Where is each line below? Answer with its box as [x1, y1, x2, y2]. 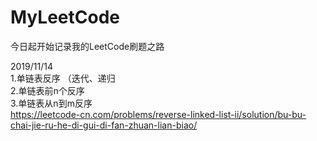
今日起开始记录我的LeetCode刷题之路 [10, 40, 165, 52]
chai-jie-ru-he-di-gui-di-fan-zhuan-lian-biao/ [10, 119, 198, 131]
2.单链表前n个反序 [10, 84, 85, 96]
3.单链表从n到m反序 [10, 97, 93, 109]
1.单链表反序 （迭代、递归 [10, 72, 116, 84]
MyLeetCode [10, 6, 120, 29]
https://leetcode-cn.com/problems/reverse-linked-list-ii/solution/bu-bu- [10, 108, 307, 120]
